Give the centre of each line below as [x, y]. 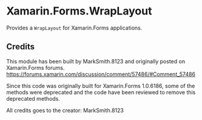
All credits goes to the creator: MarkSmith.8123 [65, 110]
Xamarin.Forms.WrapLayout [79, 11]
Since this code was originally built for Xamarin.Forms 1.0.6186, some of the [101, 86]
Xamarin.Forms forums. [35, 68]
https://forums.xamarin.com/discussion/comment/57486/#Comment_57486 [101, 74]
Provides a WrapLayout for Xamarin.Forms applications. [74, 28]
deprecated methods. [33, 98]
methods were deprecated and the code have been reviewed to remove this [101, 92]
